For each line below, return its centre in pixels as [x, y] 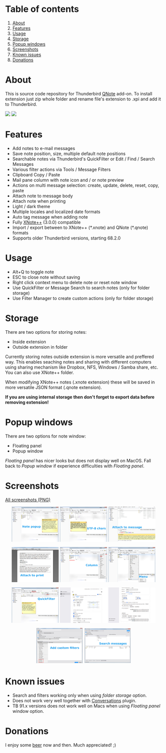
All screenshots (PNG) [28, 500]
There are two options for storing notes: [46, 332]
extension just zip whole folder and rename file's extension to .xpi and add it [83, 99]
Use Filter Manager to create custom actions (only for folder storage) [83, 298]
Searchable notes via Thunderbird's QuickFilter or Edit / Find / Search [83, 159]
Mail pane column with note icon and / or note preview [68, 180]
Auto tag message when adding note [50, 217]
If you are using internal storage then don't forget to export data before [80, 397]
